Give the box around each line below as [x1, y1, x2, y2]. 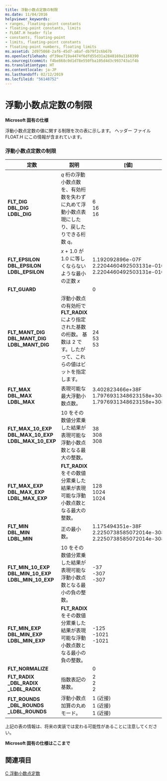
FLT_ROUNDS [7, 695, 40, 702]
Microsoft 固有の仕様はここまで [5, 740, 71, 746]
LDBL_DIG [7, 210, 32, 217]
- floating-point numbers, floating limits [5, 44, 97, 49]
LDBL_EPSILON [7, 268, 44, 275]
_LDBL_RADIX [7, 685, 41, 692]
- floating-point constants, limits [5, 26, 81, 31]
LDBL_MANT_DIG [7, 341, 50, 348]
